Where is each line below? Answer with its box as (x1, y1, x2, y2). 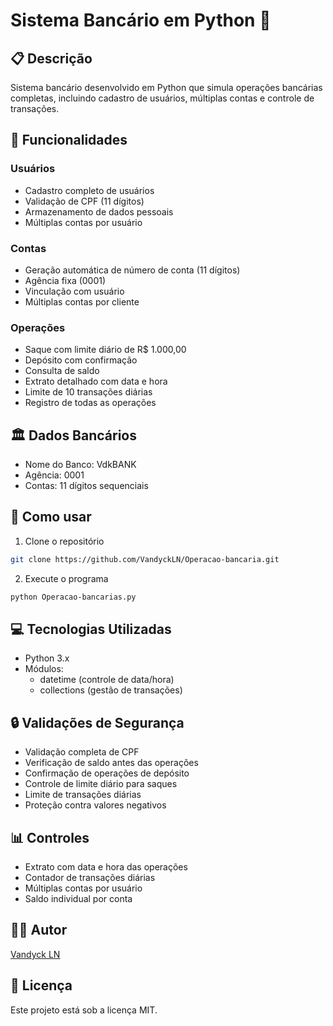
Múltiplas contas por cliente (24, 295, 140, 308)
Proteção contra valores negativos (24, 799, 167, 811)
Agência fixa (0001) (24, 274, 107, 286)
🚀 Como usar (10, 509, 92, 526)
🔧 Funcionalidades (10, 132, 128, 149)
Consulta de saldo (24, 365, 100, 377)
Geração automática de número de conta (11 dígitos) (24, 264, 241, 276)
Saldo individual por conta (24, 893, 133, 905)
